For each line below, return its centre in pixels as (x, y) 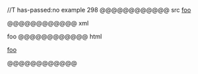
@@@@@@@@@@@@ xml (48, 23)
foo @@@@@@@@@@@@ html (55, 36)
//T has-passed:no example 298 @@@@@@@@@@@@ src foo (99, 10)
